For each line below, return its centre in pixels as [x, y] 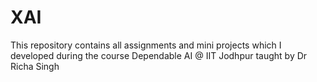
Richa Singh [35, 66]
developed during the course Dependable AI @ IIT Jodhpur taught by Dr [159, 55]
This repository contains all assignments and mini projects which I [146, 45]
